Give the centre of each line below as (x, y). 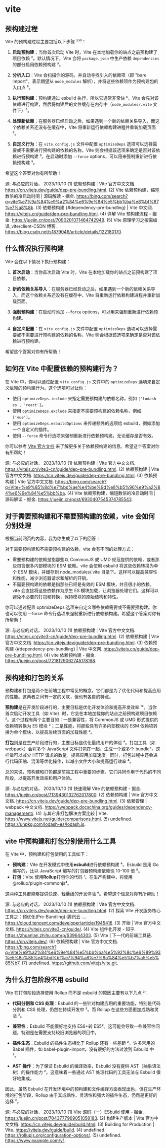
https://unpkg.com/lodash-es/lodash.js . (45, 824)
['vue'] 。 (22, 417)
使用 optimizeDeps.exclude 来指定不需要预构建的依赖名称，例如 (77, 411)
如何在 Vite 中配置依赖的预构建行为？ (62, 369)
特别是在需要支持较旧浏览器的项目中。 (60, 1032)
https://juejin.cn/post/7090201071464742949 (58, 220)
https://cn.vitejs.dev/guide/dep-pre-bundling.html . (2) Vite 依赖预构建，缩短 (82, 190)
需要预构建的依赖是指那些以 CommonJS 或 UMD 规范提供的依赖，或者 (84, 560)
